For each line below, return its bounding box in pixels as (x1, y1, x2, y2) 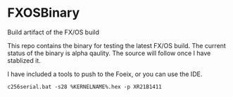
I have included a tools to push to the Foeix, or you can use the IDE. (7, 70, 203, 78)
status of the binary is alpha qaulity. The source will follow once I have (7, 49, 211, 57)
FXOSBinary (7, 5, 80, 21)
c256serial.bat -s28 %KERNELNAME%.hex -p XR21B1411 (7, 83, 162, 90)
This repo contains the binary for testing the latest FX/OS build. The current (7, 41, 227, 50)
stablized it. (7, 56, 41, 64)
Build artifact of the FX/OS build (7, 28, 100, 36)
